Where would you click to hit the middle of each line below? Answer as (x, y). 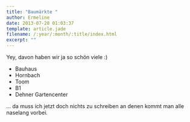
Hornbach (27, 75)
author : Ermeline (28, 18)
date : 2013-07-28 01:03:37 (40, 23)
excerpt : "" (21, 40)
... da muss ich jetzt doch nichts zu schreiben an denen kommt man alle (95, 106)
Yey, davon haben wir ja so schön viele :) (57, 57)
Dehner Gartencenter (41, 95)
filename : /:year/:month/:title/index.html (62, 34)
